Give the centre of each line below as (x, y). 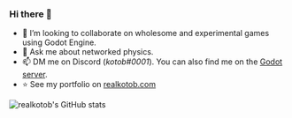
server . (35, 75)
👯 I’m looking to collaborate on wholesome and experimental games (146, 33)
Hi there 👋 (31, 14)
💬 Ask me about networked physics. (88, 52)
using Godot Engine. (59, 42)
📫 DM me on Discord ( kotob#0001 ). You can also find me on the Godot (152, 62)
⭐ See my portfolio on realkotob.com (89, 85)
